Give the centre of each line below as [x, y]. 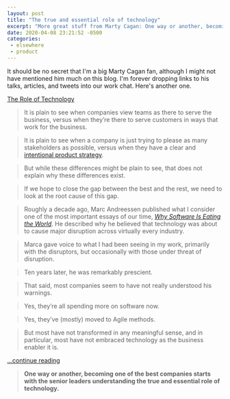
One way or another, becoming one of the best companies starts [117, 374]
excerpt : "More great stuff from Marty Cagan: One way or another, [105, 26]
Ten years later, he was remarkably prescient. [88, 272]
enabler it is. [41, 347]
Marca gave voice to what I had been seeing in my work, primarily [117, 244]
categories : [24, 39]
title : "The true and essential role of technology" [84, 20]
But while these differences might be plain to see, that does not [113, 168]
